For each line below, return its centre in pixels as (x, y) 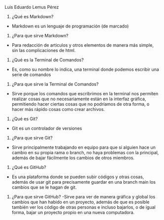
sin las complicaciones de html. (44, 50)
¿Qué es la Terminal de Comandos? (48, 60)
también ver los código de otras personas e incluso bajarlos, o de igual (83, 207)
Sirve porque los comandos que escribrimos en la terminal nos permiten (85, 94)
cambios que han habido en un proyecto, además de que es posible (81, 202)
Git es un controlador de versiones (47, 128)
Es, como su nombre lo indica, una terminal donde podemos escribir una (85, 69)
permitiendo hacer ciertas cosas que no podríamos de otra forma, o (81, 104)
